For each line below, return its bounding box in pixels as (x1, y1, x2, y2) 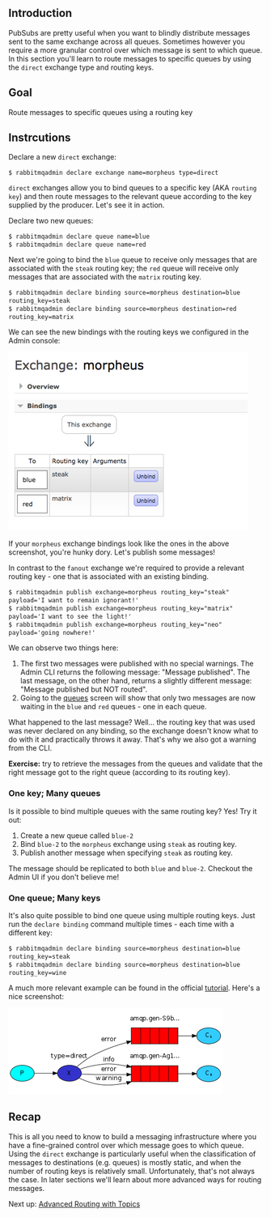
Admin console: (8, 336, 61, 346)
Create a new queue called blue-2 (19, 830, 133, 840)
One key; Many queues (8, 788, 101, 799)
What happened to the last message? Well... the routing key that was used (8, 717, 256, 727)
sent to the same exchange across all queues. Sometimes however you (8, 36, 245, 46)
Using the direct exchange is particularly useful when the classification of (8, 1149, 256, 1159)
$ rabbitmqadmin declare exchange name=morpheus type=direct (8, 169, 219, 177)
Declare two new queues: (8, 216, 94, 226)
